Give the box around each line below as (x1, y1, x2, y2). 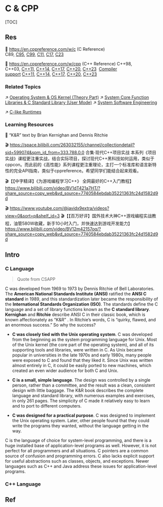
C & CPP (5, 3, 39, 14)
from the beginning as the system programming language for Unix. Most (12, 337, 157, 343)
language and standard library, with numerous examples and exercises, (12, 393, 155, 399)
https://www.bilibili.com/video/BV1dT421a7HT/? (5, 185, 101, 191)
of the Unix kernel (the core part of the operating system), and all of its (12, 342, 154, 348)
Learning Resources (5, 121, 54, 128)
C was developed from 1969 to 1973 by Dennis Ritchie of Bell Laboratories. (5, 286, 155, 292)
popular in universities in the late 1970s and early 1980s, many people (12, 352, 152, 358)
